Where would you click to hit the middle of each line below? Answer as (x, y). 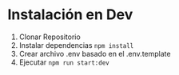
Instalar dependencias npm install (76, 45)
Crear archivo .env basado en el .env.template (95, 53)
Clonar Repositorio (50, 37)
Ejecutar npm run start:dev (64, 62)
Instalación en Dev (70, 15)
